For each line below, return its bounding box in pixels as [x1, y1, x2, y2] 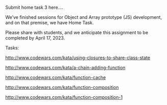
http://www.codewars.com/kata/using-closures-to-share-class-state [5, 55, 151, 61]
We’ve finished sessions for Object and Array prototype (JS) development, [5, 14, 162, 20]
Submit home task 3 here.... [5, 5, 63, 10]
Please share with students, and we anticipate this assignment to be [5, 30, 149, 35]
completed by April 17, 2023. [5, 35, 65, 41]
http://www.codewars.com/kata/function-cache [5, 74, 106, 81]
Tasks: [5, 45, 19, 50]
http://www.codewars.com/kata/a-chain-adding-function [5, 65, 126, 70]
